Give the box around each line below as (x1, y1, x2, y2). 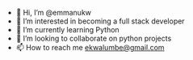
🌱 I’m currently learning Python (15, 25, 120, 34)
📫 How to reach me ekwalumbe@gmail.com (15, 43, 165, 52)
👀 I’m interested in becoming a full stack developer (15, 16, 185, 26)
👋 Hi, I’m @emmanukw (15, 8, 91, 17)
